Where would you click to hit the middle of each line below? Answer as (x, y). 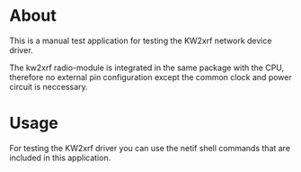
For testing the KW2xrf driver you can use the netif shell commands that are (150, 148)
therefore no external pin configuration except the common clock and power (150, 77)
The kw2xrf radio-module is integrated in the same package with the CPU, (147, 68)
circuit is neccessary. (49, 86)
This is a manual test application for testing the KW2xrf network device (141, 41)
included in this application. (60, 158)
